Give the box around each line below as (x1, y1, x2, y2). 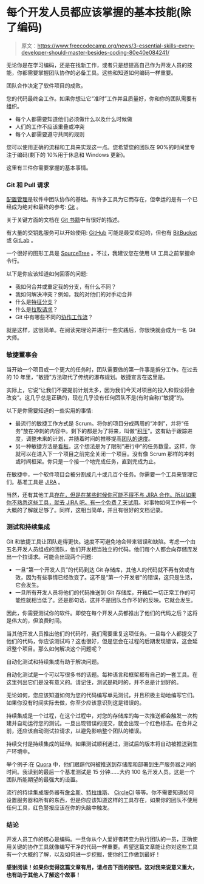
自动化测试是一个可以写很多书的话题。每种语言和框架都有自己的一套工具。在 (6, 671, 198, 678)
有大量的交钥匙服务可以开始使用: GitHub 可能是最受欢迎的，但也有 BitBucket (6, 229, 197, 237)
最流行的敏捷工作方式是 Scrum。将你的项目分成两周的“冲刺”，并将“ (15, 420, 184, 427)
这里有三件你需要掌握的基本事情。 (6, 164, 92, 171)
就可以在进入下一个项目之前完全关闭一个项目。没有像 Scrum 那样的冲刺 (15, 450, 194, 457)
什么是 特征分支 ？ (15, 299, 58, 306)
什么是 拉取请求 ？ (15, 306, 58, 313)
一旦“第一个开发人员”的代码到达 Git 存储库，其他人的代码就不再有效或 (15, 566, 190, 573)
